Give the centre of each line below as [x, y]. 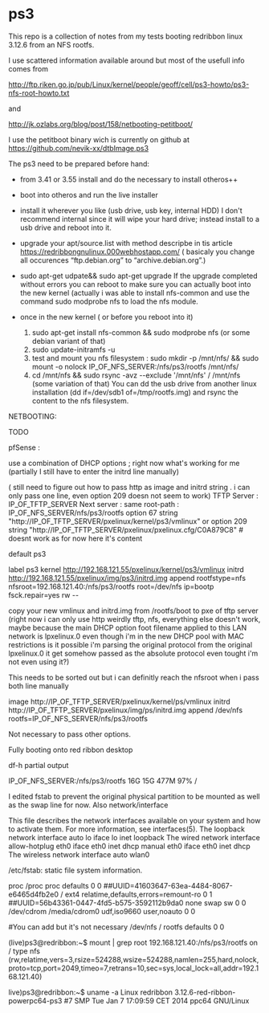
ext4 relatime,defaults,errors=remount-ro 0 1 [139, 894]
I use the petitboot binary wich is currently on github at [99, 139]
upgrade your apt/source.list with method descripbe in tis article [126, 243]
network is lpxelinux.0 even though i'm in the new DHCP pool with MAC [126, 636]
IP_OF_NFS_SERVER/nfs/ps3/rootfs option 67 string [93, 513]
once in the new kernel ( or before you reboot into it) [106, 317]
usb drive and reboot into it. [66, 227]
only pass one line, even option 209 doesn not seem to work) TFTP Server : [133, 496]
